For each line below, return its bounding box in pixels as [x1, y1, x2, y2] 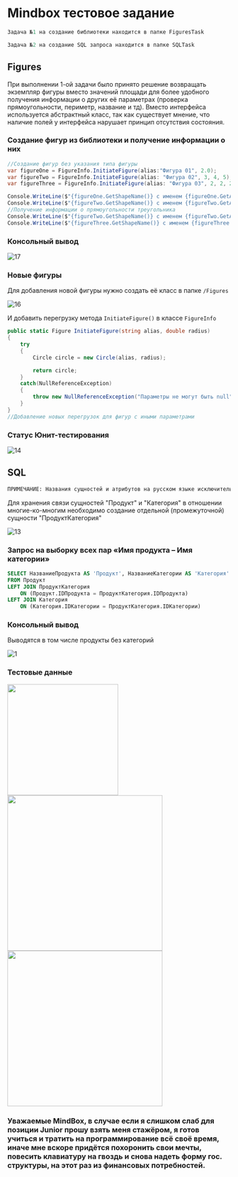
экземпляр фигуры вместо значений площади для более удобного [7, 87, 210, 96]
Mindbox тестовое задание [7, 5, 175, 21]
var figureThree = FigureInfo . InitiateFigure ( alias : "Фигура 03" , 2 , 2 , [7, 180, 227, 188]
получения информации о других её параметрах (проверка [7, 95, 188, 104]
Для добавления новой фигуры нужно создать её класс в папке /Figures [7, 286, 229, 295]
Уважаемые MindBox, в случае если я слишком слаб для [7, 1116, 215, 1126]
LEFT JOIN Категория [7, 596, 69, 603]
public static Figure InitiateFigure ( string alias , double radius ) [7, 328, 211, 335]
